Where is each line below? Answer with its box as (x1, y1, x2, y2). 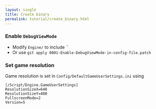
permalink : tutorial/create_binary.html (5, 16, 90, 21)
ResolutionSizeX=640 (5, 87, 48, 92)
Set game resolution (5, 61, 55, 68)
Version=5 (5, 100, 26, 105)
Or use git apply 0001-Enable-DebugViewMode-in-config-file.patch (12, 49, 152, 55)
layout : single (5, 7, 37, 12)
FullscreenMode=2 (5, 95, 41, 101)
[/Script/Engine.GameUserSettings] (5, 82, 78, 87)
